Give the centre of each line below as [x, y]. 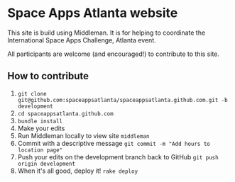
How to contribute [48, 76]
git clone [32, 93]
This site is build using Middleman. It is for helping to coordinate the [106, 33]
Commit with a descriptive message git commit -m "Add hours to [114, 143]
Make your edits [41, 128]
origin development [47, 164]
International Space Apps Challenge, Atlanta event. [82, 40]
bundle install [40, 121]
